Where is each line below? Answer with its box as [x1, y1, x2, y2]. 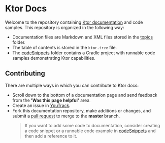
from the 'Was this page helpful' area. [12, 97, 91, 103]
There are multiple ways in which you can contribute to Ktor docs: [5, 82, 139, 88]
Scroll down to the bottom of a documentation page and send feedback [12, 92, 158, 98]
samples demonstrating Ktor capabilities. [12, 55, 96, 61]
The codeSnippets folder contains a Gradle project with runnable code [12, 50, 156, 56]
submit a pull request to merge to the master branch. [12, 113, 120, 119]
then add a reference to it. [24, 133, 78, 139]
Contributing [5, 70, 45, 78]
